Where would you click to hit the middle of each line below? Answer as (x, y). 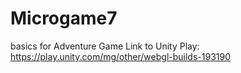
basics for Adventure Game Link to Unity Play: (105, 46)
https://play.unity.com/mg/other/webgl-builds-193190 (120, 56)
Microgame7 (64, 18)
